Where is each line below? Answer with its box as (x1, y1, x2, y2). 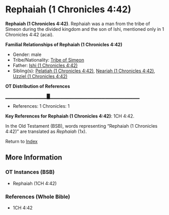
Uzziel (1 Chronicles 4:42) (12, 73, 68, 79)
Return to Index (5, 138, 38, 144)
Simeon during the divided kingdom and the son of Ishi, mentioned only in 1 (5, 26, 164, 32)
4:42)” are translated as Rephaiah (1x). (5, 128, 87, 134)
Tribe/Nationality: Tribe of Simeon (12, 56, 84, 63)
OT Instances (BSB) (5, 168, 55, 175)
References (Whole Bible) (5, 193, 70, 200)
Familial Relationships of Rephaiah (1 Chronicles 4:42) (5, 41, 123, 47)
